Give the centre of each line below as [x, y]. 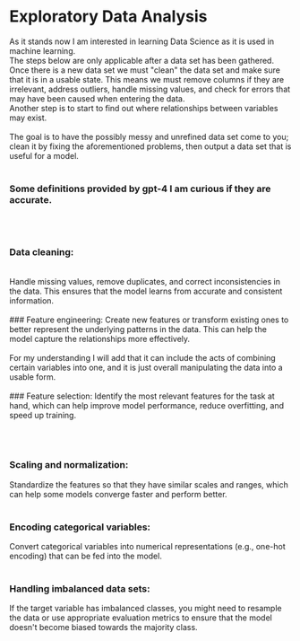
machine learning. [43, 50]
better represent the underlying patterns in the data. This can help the [138, 329]
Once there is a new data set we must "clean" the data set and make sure [145, 70]
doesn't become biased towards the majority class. [104, 628]
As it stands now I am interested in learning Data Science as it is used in [142, 41]
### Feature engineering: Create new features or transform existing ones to [149, 320]
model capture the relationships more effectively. [100, 338]
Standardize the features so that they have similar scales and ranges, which [149, 484]
